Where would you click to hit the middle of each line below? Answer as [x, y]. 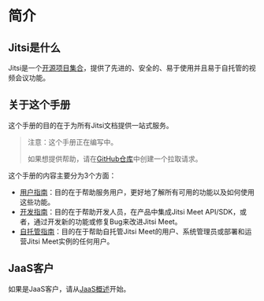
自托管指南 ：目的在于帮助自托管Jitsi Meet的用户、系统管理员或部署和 [132, 231]
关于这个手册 [39, 105]
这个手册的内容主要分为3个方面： [62, 175]
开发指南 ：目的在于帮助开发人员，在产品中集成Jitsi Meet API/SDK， [130, 211]
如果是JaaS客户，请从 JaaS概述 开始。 [69, 288]
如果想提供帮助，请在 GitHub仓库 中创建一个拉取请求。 [115, 159]
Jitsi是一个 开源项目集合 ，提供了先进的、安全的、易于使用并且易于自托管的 [129, 68]
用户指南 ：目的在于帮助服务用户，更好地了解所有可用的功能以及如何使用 [137, 192]
